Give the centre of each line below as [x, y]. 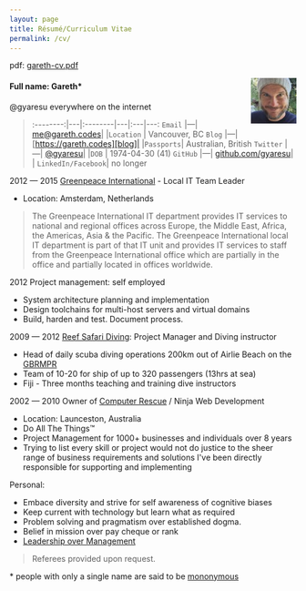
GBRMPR [40, 363]
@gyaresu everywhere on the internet [81, 107]
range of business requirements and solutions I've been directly [142, 457]
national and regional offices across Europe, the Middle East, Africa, [159, 225]
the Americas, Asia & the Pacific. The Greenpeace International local [160, 235]
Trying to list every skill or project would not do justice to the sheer [148, 447]
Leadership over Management [79, 541]
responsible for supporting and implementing [107, 467]
